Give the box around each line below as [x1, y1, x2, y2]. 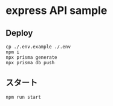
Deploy [5, 28, 33, 38]
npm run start [5, 94, 42, 100]
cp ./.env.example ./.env [5, 44, 71, 50]
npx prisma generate [5, 55, 58, 61]
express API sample [5, 4, 108, 18]
